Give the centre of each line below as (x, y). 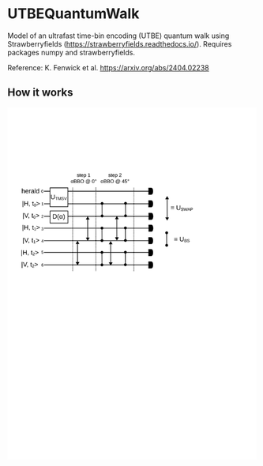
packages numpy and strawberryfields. (71, 52)
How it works (40, 93)
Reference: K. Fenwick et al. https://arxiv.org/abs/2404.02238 (109, 67)
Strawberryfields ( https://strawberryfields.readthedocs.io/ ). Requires (120, 43)
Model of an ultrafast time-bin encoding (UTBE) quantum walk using (118, 36)
